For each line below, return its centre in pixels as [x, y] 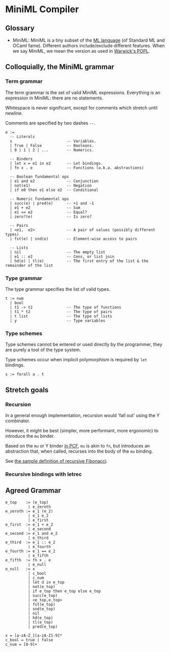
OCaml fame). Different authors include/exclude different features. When [89, 46]
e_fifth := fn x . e [28, 560]
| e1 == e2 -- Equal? [48, 212]
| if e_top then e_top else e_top [64, 591]
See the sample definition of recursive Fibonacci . [57, 461]
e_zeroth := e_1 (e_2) [29, 511]
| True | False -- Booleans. [52, 146]
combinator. [18, 421]
